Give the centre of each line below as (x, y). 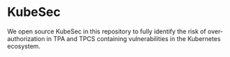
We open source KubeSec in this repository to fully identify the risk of (107, 31)
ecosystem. (24, 46)
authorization (26, 38)
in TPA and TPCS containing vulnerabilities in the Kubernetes (133, 38)
